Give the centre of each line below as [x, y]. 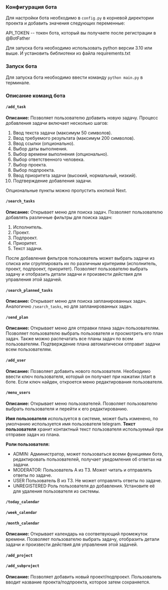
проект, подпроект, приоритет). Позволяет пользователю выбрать [77, 269]
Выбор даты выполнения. [40, 148]
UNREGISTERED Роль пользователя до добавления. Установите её [84, 486]
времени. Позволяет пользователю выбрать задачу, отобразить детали [82, 539]
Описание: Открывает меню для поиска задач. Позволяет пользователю [84, 212]
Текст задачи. [28, 248]
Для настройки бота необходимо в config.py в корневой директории [80, 18]
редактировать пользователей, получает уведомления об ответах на [87, 459]
